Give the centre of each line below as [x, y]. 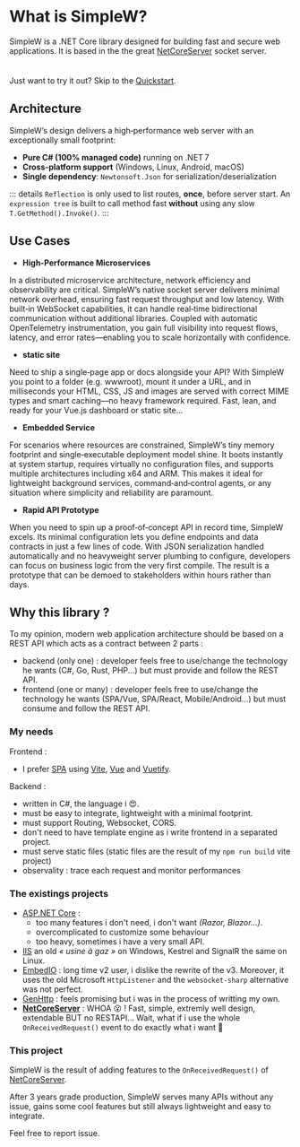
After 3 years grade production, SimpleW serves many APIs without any [141, 1097]
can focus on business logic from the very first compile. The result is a [139, 565]
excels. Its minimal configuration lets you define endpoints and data [134, 536]
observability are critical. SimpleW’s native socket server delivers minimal [145, 290]
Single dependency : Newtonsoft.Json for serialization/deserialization [150, 176]
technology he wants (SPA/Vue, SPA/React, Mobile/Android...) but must [154, 699]
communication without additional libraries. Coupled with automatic [133, 318]
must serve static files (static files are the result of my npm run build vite [156, 851]
